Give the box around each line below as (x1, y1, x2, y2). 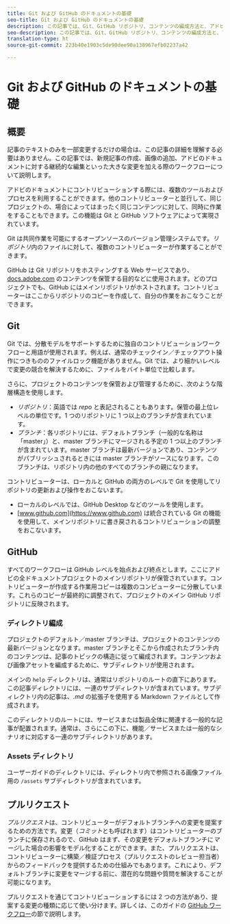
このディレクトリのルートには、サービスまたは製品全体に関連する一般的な (7, 715, 217, 723)
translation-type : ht (7, 36, 69, 42)
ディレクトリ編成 (7, 618, 63, 628)
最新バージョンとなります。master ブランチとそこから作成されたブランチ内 (7, 643, 219, 652)
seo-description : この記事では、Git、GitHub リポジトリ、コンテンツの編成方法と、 (7, 29, 222, 36)
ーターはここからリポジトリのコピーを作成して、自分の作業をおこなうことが (7, 292, 222, 300)
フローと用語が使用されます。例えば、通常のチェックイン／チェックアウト (7, 348, 217, 356)
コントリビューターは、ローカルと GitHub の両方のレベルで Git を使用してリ (7, 477, 221, 485)
